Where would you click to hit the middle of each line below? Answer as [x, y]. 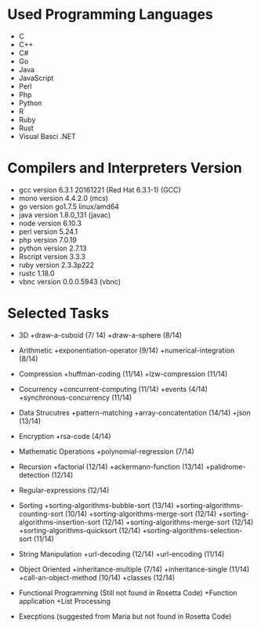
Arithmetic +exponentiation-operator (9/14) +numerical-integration [127, 350]
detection [34, 475]
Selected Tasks [58, 314]
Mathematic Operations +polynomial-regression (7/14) [107, 451]
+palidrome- [226, 466]
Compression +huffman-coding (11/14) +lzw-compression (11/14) [123, 374]
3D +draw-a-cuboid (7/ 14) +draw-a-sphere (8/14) [100, 335]
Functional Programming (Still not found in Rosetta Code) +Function [128, 592]
